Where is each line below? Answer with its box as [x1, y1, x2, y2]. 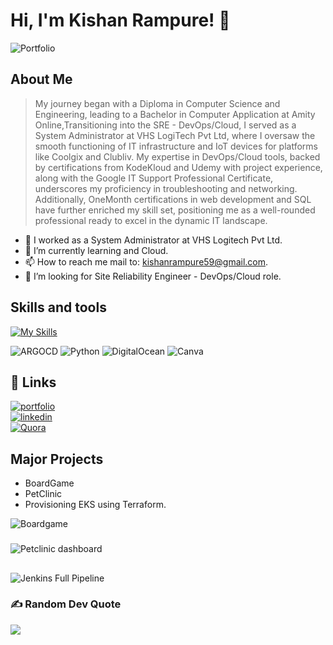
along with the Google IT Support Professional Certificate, [34, 172, 274, 184]
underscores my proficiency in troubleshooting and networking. [34, 182, 298, 194]
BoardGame [24, 477, 75, 489]
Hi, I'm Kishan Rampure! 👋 [10, 9, 231, 32]
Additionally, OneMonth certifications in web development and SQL [34, 193, 312, 205]
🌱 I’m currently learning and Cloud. [24, 244, 169, 256]
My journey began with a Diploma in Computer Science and [34, 97, 281, 109]
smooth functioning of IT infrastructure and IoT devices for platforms [34, 140, 318, 152]
